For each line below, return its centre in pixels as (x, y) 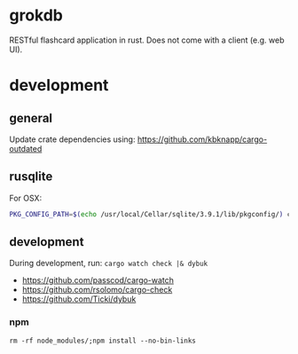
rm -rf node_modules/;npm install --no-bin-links (103, 341)
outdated (26, 148)
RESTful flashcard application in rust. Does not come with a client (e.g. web (147, 40)
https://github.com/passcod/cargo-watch (98, 280)
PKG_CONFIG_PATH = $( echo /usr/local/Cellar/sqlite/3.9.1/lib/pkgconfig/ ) (146, 214)
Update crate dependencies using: (72, 139)
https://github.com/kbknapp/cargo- (202, 139)
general (31, 118)
